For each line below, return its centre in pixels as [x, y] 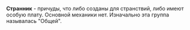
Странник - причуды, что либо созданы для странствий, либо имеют [95, 9]
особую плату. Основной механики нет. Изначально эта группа [88, 15]
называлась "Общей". [34, 21]
